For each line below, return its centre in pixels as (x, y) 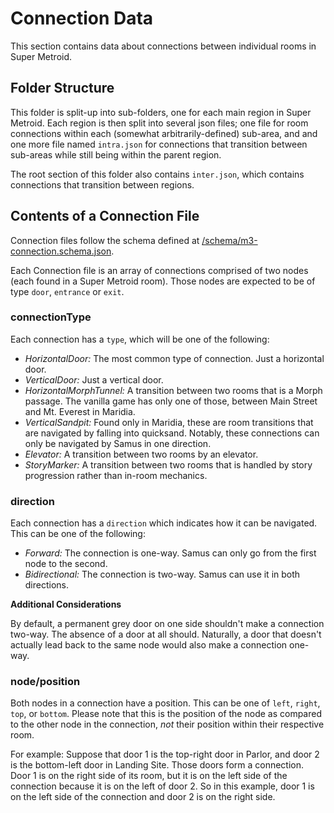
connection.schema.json (61, 251)
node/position (45, 682)
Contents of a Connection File (105, 216)
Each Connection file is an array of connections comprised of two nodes (159, 270)
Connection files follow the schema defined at (105, 240)
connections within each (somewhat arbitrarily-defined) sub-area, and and (164, 133)
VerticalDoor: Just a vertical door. (94, 379)
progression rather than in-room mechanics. (116, 475)
